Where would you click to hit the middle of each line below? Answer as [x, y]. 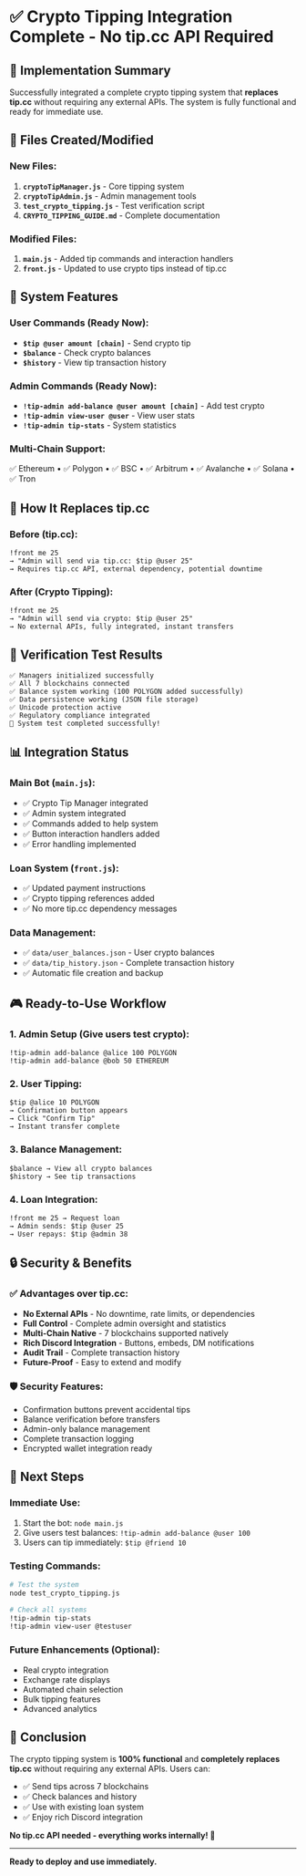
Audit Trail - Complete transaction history [101, 1353]
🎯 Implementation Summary [90, 70]
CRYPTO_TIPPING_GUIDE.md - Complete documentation [121, 215]
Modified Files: [43, 239]
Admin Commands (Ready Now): [83, 386]
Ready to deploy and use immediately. [83, 1861]
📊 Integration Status [69, 753]
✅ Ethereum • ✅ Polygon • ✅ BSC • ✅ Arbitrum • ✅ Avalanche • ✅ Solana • [152, 469]
